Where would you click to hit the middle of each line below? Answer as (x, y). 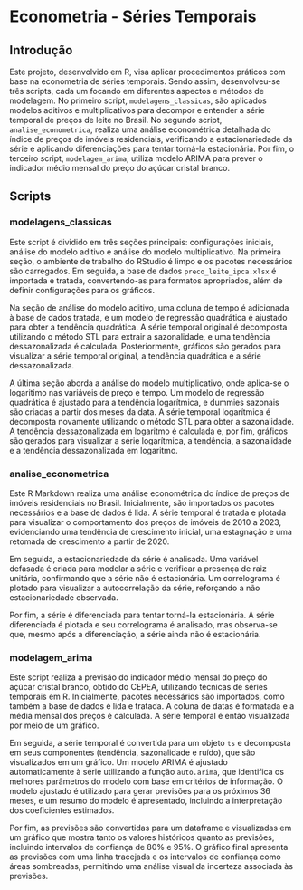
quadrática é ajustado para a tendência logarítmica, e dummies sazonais (144, 402)
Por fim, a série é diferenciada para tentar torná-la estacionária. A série (142, 615)
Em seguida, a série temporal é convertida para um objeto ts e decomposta (150, 743)
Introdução (41, 50)
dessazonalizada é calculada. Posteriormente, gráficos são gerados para (146, 346)
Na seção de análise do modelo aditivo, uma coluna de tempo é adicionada (149, 307)
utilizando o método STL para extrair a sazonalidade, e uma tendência (140, 336)
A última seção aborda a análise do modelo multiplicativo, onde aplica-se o (149, 383)
